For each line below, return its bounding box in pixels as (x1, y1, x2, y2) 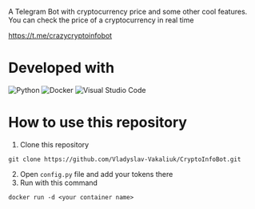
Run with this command (19, 178, 98, 187)
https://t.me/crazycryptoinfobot (8, 31, 113, 40)
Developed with (8, 59, 114, 77)
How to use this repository (8, 114, 188, 131)
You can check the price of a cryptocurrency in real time (8, 15, 194, 25)
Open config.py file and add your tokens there (19, 169, 173, 179)
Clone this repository (19, 139, 90, 149)
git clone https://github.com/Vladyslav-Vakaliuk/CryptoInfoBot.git (8, 155, 241, 163)
